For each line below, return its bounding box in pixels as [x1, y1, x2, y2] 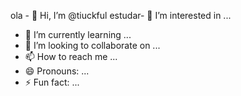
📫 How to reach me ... [24, 51, 118, 62]
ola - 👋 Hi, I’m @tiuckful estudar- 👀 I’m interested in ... [10, 10, 232, 21]
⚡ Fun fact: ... [24, 76, 80, 88]
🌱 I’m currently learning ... [24, 29, 132, 40]
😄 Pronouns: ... [24, 65, 90, 77]
